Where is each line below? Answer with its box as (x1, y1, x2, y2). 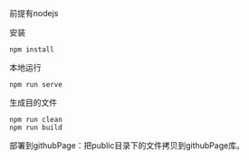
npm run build (9, 123, 63, 132)
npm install (9, 45, 54, 54)
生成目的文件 (9, 98, 57, 108)
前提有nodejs (9, 8, 59, 18)
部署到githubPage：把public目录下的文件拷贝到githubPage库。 (9, 140, 244, 151)
